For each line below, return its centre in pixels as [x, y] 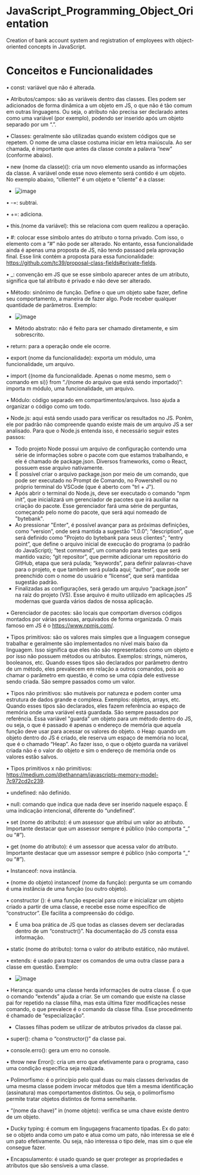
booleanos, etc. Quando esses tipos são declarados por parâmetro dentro [97, 662]
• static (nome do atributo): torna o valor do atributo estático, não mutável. [98, 949]
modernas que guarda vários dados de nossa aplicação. [84, 601]
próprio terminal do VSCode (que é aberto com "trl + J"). [85, 486]
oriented [16, 47]
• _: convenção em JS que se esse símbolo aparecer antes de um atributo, [98, 274]
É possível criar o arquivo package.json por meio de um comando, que [102, 474]
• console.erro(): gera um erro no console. [59, 1050]
